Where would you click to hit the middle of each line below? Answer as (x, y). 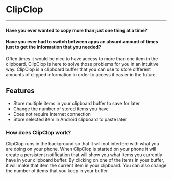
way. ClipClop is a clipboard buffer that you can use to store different (78, 69)
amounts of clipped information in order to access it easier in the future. (81, 74)
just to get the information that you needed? (53, 47)
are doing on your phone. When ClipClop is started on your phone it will (81, 149)
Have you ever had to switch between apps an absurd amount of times (82, 42)
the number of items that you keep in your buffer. (57, 171)
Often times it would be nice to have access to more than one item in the (82, 58)
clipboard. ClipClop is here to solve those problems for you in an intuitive (82, 64)
